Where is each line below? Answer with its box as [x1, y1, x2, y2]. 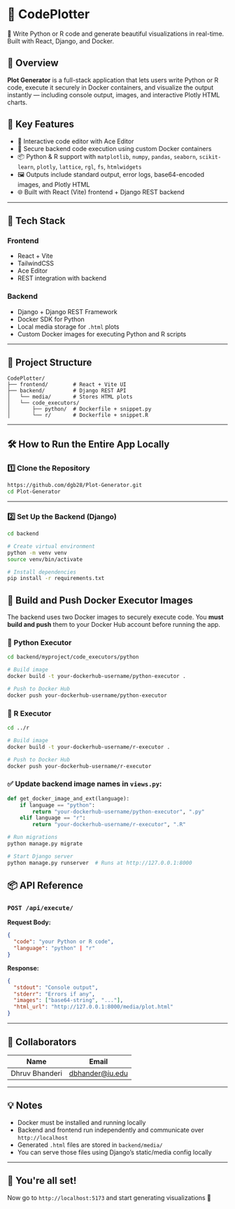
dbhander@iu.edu [69, 1068, 128, 1078]
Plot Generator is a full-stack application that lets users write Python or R [7, 76, 219, 84]
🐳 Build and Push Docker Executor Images [7, 594, 194, 606]
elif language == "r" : [20, 814, 86, 821]
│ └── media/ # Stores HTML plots [7, 393, 133, 401]
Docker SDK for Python [17, 315, 85, 323]
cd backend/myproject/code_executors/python [7, 653, 139, 660]
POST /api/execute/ [7, 904, 73, 912]
